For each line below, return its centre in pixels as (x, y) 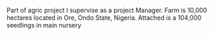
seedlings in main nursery (44, 25)
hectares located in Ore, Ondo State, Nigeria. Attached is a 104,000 (104, 18)
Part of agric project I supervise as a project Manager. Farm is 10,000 (107, 10)
